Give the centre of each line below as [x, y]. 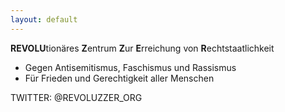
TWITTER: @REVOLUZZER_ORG [76, 97]
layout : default [44, 19]
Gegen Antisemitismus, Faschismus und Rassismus [130, 67]
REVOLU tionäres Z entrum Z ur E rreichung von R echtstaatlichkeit [142, 48]
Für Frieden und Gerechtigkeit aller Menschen [119, 78]
